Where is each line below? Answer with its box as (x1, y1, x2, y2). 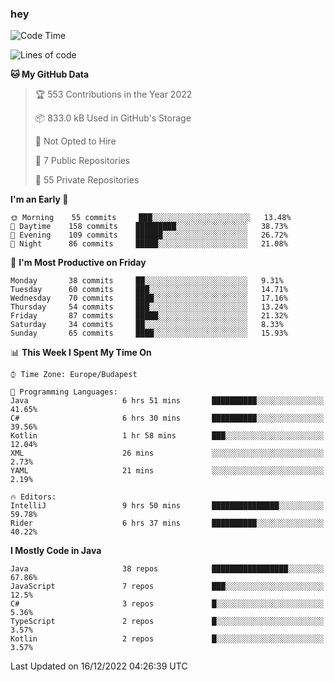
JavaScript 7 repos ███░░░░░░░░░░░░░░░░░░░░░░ (10, 582, 325, 592)
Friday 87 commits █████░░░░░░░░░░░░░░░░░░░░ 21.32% (10, 311, 288, 321)
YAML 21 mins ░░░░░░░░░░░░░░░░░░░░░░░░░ (10, 466, 325, 476)
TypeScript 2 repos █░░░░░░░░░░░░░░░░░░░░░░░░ (10, 617, 325, 627)
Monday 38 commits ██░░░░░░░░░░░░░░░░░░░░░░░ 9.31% (10, 276, 284, 286)
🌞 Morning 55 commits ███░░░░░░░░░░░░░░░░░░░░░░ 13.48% (10, 213, 292, 223)
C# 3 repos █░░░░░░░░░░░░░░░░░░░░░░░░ (10, 599, 325, 609)
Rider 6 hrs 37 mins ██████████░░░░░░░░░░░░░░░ (10, 518, 325, 529)
